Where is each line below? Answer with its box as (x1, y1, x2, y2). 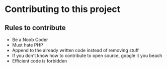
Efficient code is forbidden (12, 58, 67, 63)
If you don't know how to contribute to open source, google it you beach (12, 52, 162, 58)
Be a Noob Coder (12, 36, 48, 42)
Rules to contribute (5, 23, 66, 32)
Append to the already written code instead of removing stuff (12, 47, 139, 53)
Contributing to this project (5, 3, 121, 15)
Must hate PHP (12, 42, 43, 48)
